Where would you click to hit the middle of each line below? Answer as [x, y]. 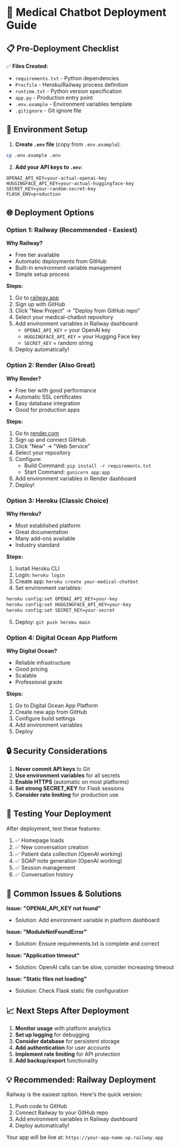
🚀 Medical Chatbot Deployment [86, 12]
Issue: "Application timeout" [43, 956]
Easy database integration [48, 403]
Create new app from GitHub [51, 712]
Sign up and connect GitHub [50, 439]
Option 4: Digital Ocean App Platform [62, 637]
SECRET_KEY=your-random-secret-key [51, 189]
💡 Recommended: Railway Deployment [81, 1080]
